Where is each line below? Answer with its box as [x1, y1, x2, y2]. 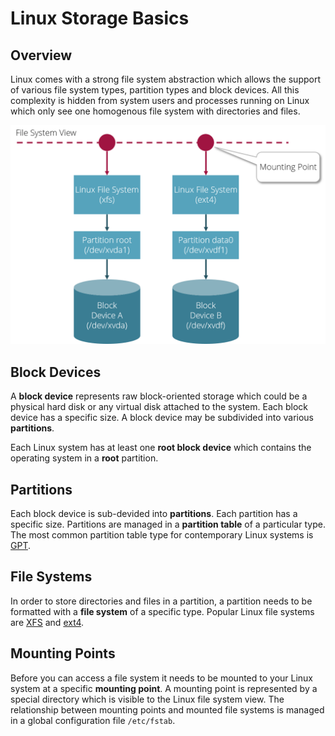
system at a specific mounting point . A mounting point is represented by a [10, 682, 318, 694]
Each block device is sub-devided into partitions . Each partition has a [10, 508, 298, 520]
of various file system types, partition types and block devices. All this [10, 84, 300, 96]
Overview [10, 47, 73, 64]
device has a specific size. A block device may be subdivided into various [10, 412, 314, 424]
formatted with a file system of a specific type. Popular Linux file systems [10, 605, 315, 617]
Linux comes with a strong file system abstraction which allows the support [10, 73, 321, 85]
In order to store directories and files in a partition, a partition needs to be [10, 595, 313, 607]
